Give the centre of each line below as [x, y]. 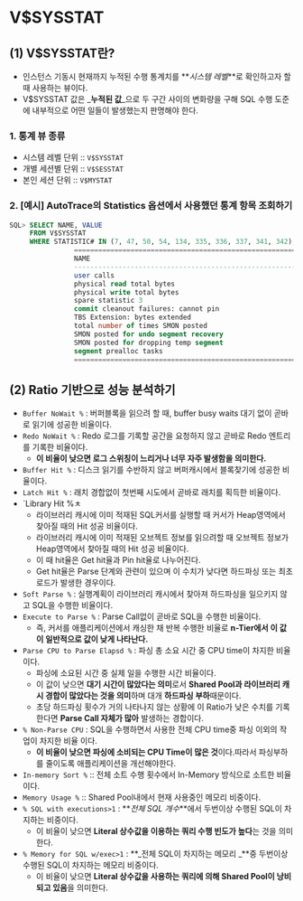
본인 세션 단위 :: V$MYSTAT [67, 180]
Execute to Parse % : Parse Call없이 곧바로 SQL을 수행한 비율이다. [142, 616]
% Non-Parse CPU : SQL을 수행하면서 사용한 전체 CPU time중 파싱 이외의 [150, 729]
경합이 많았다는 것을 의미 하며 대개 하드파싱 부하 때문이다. [143, 696]
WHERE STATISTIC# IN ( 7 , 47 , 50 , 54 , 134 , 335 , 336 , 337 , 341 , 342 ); [163, 242]
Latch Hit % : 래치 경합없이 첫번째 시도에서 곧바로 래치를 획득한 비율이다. [151, 493]
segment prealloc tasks [119, 351]
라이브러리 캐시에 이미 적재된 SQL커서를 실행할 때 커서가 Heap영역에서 [161, 515]
